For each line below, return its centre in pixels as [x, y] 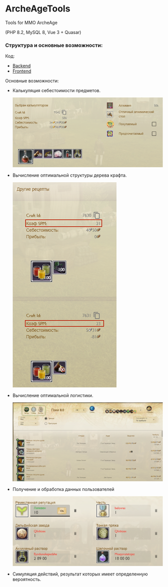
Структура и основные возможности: [54, 45]
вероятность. [27, 579]
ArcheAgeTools [38, 9]
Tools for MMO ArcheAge [31, 23]
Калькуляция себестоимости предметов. [56, 91]
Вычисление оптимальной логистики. [53, 395]
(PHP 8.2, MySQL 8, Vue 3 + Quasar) [43, 32]
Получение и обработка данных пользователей [63, 489]
